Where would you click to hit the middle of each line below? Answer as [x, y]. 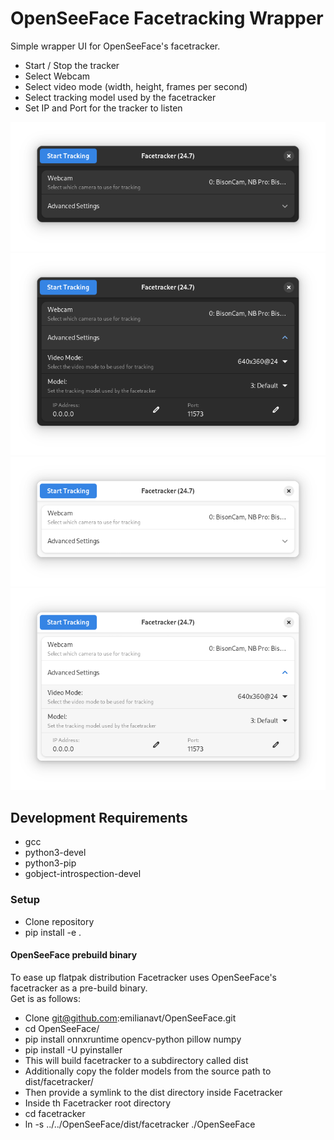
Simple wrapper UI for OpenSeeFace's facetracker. [115, 46]
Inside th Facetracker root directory [98, 1103]
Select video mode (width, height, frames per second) [136, 86]
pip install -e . [53, 932]
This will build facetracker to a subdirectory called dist [136, 1060]
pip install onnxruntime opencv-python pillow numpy [133, 1039]
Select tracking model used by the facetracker [120, 97]
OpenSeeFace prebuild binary [74, 955]
